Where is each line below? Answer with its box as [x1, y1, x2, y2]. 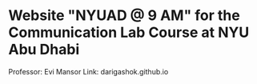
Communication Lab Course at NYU [8, 23, 250, 42]
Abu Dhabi [8, 41, 80, 58]
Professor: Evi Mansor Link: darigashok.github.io [8, 66, 169, 76]
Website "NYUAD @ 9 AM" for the [8, 6, 240, 25]
